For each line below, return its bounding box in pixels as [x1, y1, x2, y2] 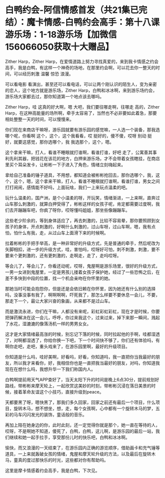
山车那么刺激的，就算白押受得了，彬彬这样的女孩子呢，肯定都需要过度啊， [5, 201, 156, 207]
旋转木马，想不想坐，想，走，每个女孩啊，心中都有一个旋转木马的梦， [13, 405, 156, 411]
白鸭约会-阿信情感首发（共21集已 [5, 4, 139, 16]
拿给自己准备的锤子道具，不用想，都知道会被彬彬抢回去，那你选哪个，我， [5, 172, 156, 178]
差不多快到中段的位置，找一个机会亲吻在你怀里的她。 [5, 275, 113, 281]
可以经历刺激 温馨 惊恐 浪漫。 [13, 71, 74, 77]
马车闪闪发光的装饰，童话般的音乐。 [13, 411, 87, 418]
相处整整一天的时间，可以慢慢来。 [5, 116, 74, 122]
